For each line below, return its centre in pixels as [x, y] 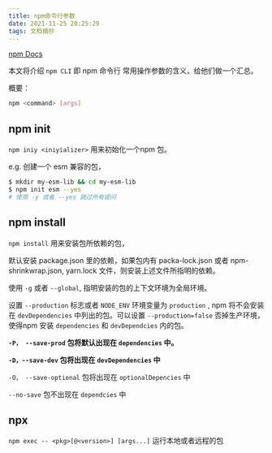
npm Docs [26, 54]
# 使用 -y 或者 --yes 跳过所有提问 [62, 197]
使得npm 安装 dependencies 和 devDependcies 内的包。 [98, 325]
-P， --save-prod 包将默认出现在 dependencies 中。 [93, 343]
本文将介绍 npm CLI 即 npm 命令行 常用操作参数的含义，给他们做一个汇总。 [133, 71]
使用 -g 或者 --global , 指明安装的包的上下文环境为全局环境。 [110, 287]
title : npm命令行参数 [42, 16]
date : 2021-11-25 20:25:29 [54, 24]
